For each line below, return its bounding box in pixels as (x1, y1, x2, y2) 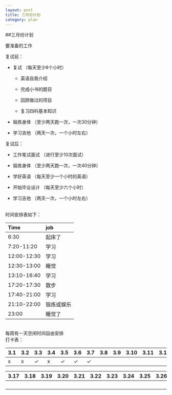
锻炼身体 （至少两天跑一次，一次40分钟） (12, 163, 101, 169)
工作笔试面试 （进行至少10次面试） (12, 152, 87, 158)
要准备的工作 (5, 43, 32, 49)
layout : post (5, 7, 33, 13)
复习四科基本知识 (20, 108, 57, 114)
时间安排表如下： (5, 211, 41, 218)
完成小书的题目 (20, 86, 52, 92)
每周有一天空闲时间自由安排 (5, 330, 64, 337)
